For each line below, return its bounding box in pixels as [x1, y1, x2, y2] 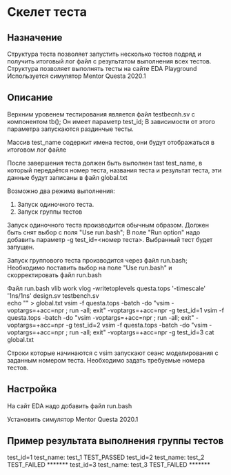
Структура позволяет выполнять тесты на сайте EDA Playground [7, 65, 197, 72]
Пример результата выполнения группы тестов [7, 435, 224, 447]
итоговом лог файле [7, 145, 67, 154]
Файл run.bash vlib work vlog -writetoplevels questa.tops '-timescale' [7, 284, 206, 292]
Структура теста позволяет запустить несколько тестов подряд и [7, 50, 201, 58]
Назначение [7, 32, 63, 43]
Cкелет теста [7, 4, 88, 20]
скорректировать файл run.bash [7, 270, 102, 279]
